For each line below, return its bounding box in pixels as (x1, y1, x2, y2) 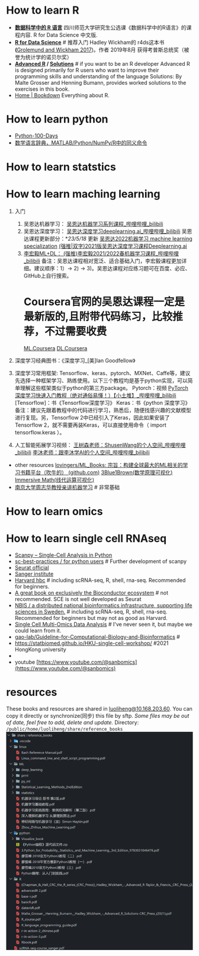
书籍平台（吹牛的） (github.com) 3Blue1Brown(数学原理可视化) (20, 469, 173, 476)
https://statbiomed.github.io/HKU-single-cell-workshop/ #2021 (14, 640, 169, 647)
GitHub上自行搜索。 (23, 272, 72, 279)
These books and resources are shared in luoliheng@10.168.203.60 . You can (6, 705, 192, 712)
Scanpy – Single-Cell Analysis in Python (14, 552, 113, 559)
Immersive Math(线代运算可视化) (14, 476, 95, 483)
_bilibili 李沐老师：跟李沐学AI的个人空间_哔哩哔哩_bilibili (14, 449, 150, 456)
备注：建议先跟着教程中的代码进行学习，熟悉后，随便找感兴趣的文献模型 (14, 407, 191, 414)
